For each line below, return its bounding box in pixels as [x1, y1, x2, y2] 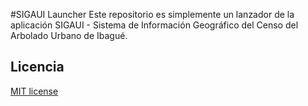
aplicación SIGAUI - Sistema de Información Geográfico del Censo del [10, 19, 299, 31]
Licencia [10, 59, 65, 76]
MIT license [10, 85, 59, 97]
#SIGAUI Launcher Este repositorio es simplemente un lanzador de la [10, 9, 295, 20]
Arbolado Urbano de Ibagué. [10, 30, 128, 41]
